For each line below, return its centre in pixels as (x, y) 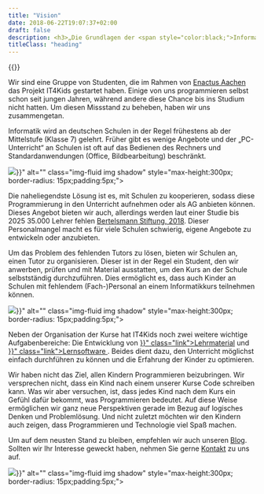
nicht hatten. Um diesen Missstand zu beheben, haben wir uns (109, 108)
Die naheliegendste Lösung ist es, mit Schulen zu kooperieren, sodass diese (132, 196)
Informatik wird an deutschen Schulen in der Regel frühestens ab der (120, 131)
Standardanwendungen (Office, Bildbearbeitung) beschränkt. (107, 156)
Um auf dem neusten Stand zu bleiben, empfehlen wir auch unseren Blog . (128, 441)
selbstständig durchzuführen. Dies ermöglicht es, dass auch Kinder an (122, 278)
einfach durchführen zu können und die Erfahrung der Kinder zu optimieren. (131, 359)
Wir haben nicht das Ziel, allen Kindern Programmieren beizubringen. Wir (126, 375)
